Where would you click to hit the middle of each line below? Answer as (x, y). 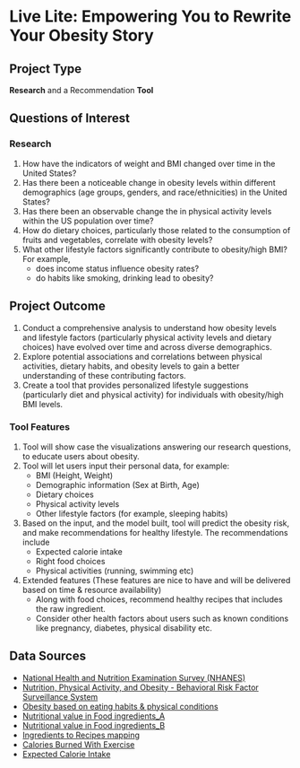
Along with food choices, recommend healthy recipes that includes (159, 599)
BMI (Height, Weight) (74, 475)
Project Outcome (57, 306)
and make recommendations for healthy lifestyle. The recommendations (155, 532)
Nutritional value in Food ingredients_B (94, 725)
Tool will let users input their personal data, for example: (126, 466)
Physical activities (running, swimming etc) (115, 571)
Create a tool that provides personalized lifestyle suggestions (135, 385)
